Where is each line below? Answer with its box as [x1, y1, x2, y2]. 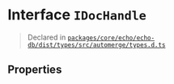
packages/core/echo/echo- [67, 34, 155, 42]
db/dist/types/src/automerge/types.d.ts [27, 40, 166, 49]
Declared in [27, 32, 66, 42]
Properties [7, 63, 62, 77]
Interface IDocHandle [7, 6, 146, 24]
